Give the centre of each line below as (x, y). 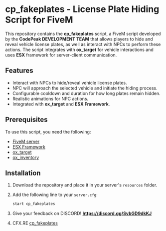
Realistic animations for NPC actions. (50, 98)
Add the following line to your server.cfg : (55, 195)
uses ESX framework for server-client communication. (61, 55)
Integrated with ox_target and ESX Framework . (61, 104)
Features (19, 71)
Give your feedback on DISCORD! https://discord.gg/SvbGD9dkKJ (82, 213)
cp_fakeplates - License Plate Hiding (82, 9)
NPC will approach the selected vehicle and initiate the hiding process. (85, 88)
